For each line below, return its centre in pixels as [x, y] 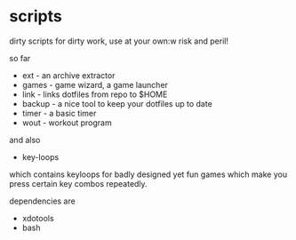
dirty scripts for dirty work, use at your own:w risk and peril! [119, 41]
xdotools [38, 218]
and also [25, 140]
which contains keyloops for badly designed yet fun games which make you [148, 174]
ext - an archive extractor [68, 75]
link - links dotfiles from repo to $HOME [95, 94]
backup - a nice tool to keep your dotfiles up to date [117, 103]
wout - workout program [67, 123]
